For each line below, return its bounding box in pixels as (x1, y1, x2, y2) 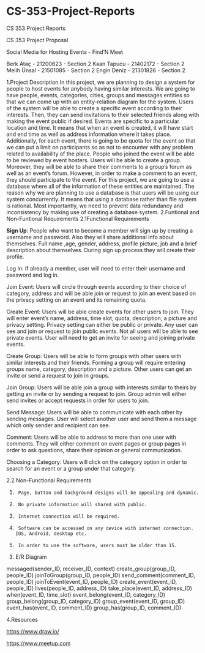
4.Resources (6, 616, 39, 623)
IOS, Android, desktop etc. (15, 531, 87, 537)
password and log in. (6, 271, 59, 278)
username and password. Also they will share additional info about (6, 233, 174, 241)
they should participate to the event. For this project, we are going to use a (6, 176, 195, 183)
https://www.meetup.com (6, 640, 71, 647)
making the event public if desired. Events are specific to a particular (6, 118, 179, 125)
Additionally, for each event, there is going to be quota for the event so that (6, 136, 196, 144)
